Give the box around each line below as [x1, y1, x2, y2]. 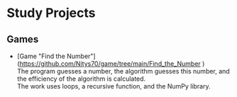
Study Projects [6, 5, 96, 21]
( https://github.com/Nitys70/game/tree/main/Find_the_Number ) [16, 59, 205, 68]
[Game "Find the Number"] [16, 52, 97, 60]
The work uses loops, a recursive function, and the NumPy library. [16, 82, 211, 90]
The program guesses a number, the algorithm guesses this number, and [16, 67, 230, 75]
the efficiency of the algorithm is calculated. [16, 74, 146, 83]
